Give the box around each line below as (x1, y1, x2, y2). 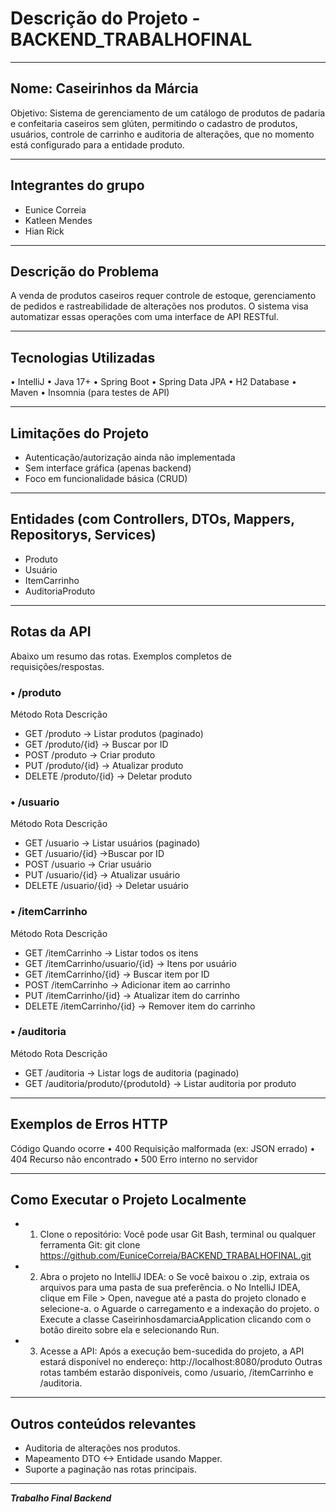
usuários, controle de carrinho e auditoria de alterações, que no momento (10, 128, 315, 140)
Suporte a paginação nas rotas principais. (24, 1463, 198, 1476)
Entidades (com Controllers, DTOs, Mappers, (10, 511, 295, 528)
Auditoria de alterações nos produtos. (24, 1442, 181, 1454)
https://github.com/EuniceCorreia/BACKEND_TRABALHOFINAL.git (39, 1250, 312, 1262)
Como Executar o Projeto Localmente (10, 1192, 247, 1209)
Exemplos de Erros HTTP (10, 1116, 168, 1133)
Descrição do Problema (10, 263, 160, 280)
